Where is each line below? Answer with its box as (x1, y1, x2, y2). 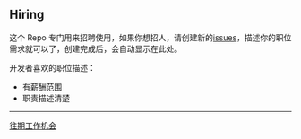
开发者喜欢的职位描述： (9, 62, 96, 73)
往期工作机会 (9, 120, 56, 131)
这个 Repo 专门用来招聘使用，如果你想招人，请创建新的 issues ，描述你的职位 (9, 31, 292, 43)
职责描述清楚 (21, 92, 70, 103)
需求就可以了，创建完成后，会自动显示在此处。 (9, 43, 182, 54)
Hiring (9, 7, 45, 22)
